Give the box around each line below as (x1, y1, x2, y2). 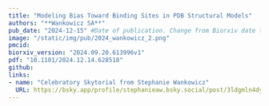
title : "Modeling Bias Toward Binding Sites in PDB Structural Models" (8, 11, 252, 20)
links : (8, 71, 30, 79)
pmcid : (8, 41, 30, 49)
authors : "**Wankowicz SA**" (8, 19, 106, 27)
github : (8, 64, 34, 72)
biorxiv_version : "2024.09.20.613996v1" (8, 49, 146, 57)
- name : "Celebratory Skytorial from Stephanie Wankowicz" (8, 78, 210, 86)
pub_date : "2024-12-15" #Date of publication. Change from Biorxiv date (8, 26, 256, 34)
